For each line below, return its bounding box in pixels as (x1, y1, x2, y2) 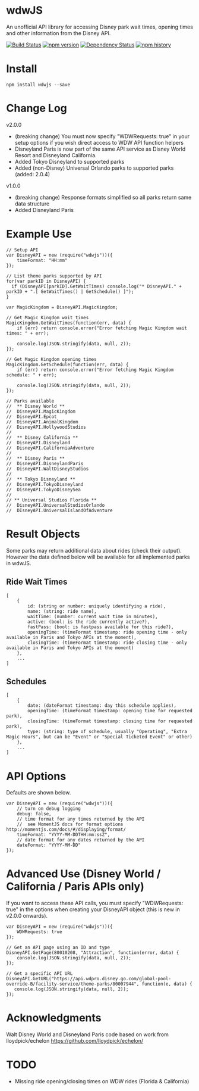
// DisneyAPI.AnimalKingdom (6, 419, 78, 425)
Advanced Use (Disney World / (6, 867, 161, 881)
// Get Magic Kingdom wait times (6, 314, 89, 320)
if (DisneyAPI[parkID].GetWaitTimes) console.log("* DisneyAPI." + (11, 283, 182, 289)
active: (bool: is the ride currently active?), (27, 619, 150, 625)
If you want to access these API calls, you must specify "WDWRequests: (6, 900, 184, 907)
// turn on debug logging (17, 806, 81, 812)
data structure (14, 200, 50, 207)
